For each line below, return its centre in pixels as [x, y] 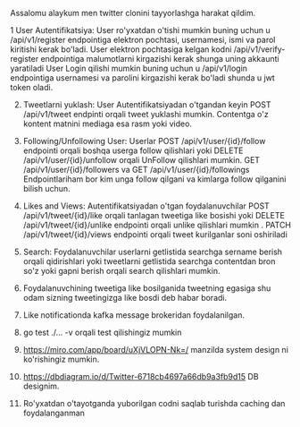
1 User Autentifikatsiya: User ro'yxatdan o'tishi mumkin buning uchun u [140, 30]
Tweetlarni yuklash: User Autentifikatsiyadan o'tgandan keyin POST [147, 105]
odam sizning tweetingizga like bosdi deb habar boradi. [125, 298]
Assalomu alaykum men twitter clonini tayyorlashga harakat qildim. [133, 13]
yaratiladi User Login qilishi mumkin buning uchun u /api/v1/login [129, 68]
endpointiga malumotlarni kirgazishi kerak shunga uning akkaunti [160, 59]
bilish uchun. [46, 188]
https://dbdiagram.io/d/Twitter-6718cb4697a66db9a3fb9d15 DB [141, 376]
